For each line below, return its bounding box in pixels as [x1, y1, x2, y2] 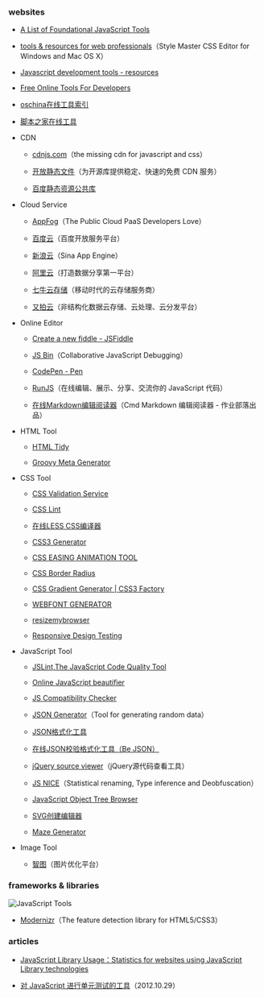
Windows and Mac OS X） [19, 52, 109, 61]
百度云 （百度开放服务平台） [31, 234, 125, 243]
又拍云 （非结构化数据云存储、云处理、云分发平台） [31, 302, 202, 312]
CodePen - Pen [31, 366, 83, 376]
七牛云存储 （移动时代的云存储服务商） [31, 285, 159, 295]
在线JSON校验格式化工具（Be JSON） [31, 744, 159, 754]
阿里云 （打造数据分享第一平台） [31, 268, 138, 278]
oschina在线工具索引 [19, 100, 89, 110]
